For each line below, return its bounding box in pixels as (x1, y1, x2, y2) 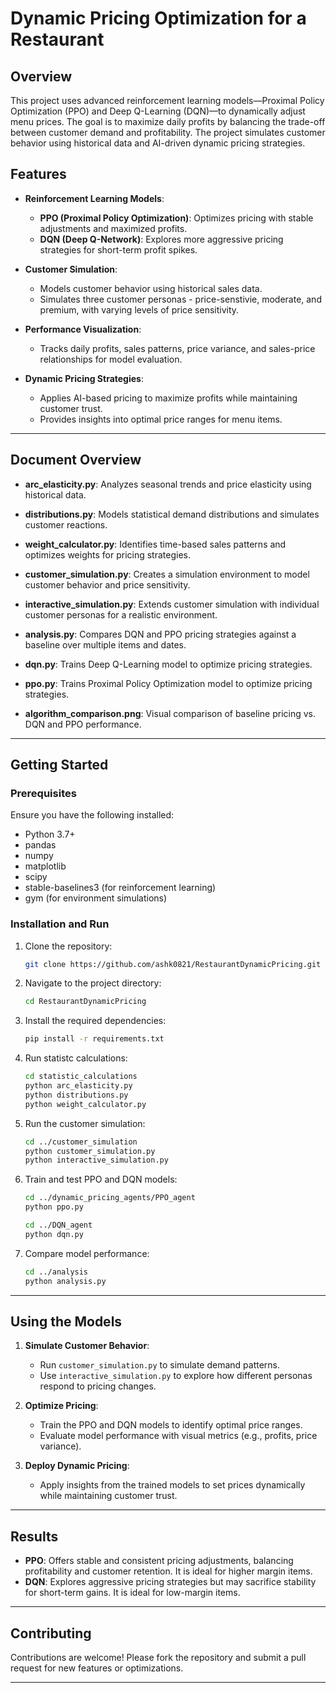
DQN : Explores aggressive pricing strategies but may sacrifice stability (24, 1576, 317, 1588)
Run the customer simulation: (24, 1117, 146, 1129)
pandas (24, 839, 57, 851)
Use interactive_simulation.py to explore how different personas (39, 1370, 313, 1382)
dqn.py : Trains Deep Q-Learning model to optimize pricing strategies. (24, 658, 313, 670)
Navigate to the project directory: (24, 977, 162, 989)
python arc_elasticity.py (24, 1081, 133, 1091)
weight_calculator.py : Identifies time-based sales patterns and (24, 538, 287, 550)
